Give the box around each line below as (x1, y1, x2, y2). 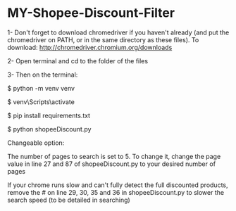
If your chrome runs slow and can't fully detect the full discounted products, (7, 181, 228, 189)
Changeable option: (7, 139, 65, 147)
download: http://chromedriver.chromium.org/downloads (7, 43, 173, 51)
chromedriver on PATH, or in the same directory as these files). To (7, 35, 199, 44)
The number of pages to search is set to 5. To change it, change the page (7, 152, 221, 160)
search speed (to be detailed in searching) (7, 196, 130, 204)
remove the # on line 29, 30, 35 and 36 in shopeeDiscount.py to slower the (7, 188, 224, 196)
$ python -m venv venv (7, 84, 75, 92)
